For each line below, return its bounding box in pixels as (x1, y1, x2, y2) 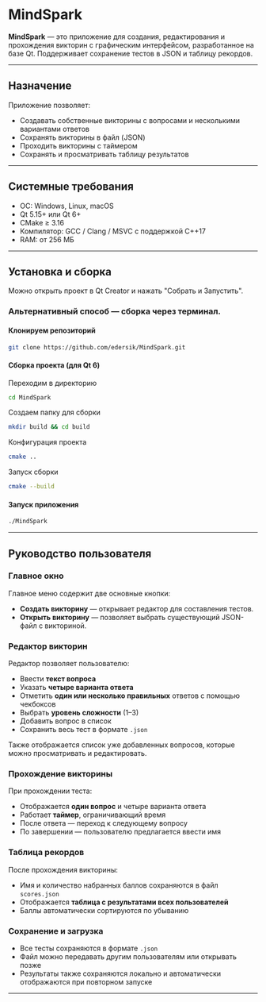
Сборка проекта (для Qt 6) (8, 360, 101, 370)
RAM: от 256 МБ (19, 234, 75, 244)
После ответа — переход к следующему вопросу (19, 819, 188, 828)
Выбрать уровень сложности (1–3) (19, 708, 139, 718)
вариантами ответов (19, 124, 89, 133)
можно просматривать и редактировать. (8, 749, 147, 758)
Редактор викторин (8, 641, 89, 652)
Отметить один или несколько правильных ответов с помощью (19, 691, 240, 700)
